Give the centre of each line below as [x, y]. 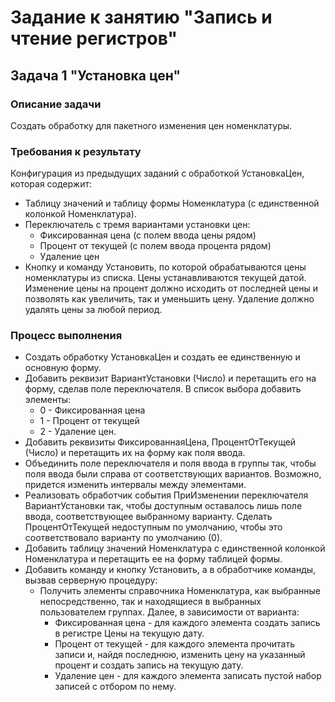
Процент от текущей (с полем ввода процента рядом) [155, 246]
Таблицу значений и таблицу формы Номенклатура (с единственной [172, 203]
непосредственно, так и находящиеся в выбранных [150, 602]
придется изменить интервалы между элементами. [135, 485]
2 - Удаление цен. [78, 432]
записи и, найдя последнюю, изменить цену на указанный [180, 655]
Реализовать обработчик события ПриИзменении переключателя [166, 495]
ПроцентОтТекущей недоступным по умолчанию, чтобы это [153, 527]
